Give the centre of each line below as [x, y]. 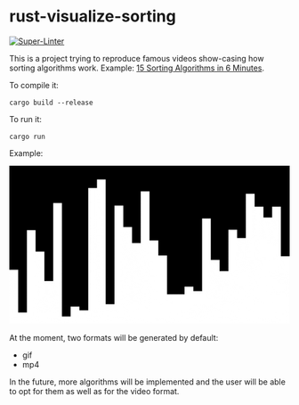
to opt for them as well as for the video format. [94, 392]
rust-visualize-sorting [93, 17]
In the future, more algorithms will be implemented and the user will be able [148, 382]
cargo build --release [51, 103]
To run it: [26, 119]
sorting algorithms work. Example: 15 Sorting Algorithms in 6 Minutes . [137, 68]
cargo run [28, 136]
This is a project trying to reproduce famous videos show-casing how [137, 58]
